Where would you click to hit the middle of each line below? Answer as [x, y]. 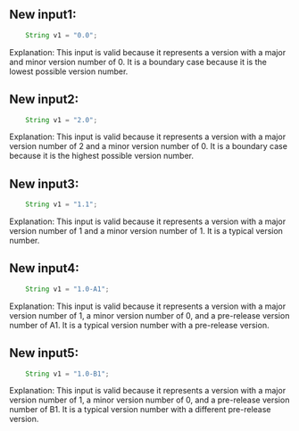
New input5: [44, 353]
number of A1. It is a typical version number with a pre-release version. [139, 325]
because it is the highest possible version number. [102, 156]
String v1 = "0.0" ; [62, 35]
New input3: [44, 183]
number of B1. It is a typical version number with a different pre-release [140, 410]
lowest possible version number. [69, 71]
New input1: [43, 15]
